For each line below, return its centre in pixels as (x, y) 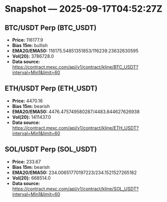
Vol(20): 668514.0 (31, 178)
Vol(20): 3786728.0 (33, 56)
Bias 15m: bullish (30, 45)
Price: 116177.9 (28, 40)
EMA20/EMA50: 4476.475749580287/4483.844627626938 (76, 111)
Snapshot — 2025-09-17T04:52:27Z (84, 9)
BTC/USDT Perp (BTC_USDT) (51, 28)
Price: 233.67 (26, 162)
